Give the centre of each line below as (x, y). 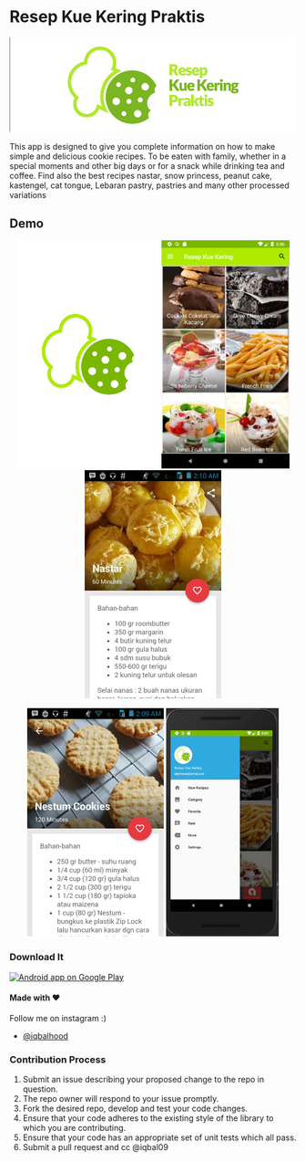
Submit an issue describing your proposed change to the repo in (143, 1080)
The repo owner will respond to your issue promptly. (121, 1099)
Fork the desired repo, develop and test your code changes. (135, 1109)
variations (28, 194)
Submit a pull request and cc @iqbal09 (95, 1147)
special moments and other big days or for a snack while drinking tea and (147, 165)
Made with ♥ (35, 998)
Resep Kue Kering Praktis (107, 17)
